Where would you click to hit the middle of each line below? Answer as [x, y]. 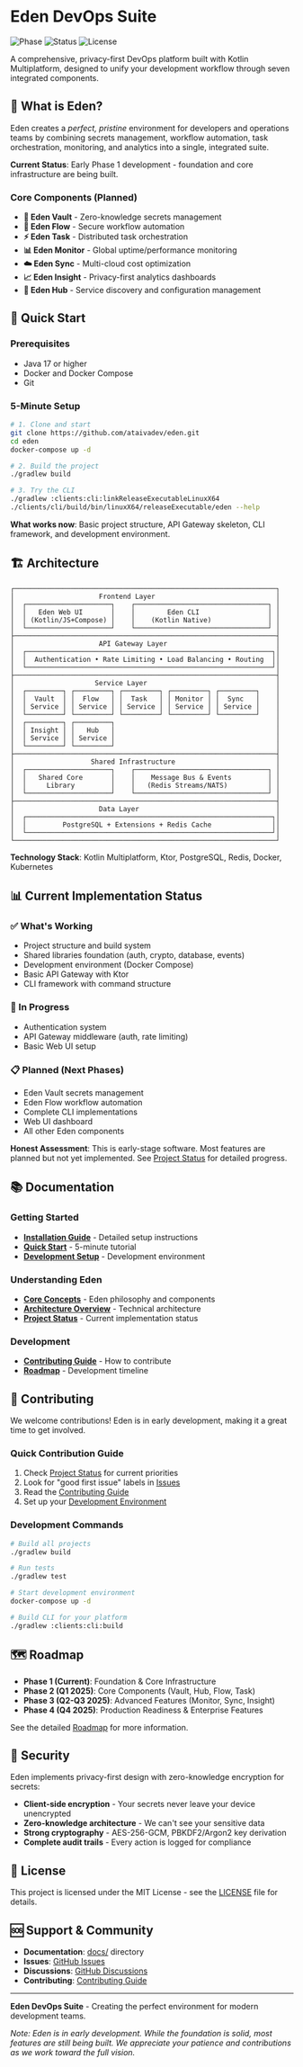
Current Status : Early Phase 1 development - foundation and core [132, 165]
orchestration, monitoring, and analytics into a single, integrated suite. [140, 147]
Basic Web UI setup [60, 1046]
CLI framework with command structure [97, 984]
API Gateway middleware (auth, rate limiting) [106, 1036]
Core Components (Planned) [74, 197]
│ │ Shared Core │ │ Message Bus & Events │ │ [145, 777]
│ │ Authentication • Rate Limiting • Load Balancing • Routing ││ [145, 659]
